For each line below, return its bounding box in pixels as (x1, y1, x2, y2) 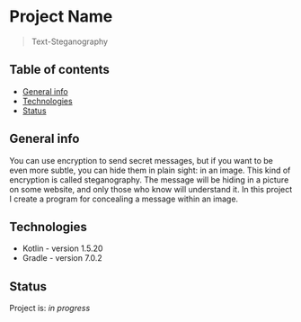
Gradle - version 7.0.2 (22, 253, 103, 264)
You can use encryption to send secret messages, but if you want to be (9, 155, 274, 165)
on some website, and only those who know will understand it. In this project (9, 183, 293, 194)
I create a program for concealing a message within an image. (9, 193, 239, 204)
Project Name (9, 6, 113, 27)
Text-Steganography (31, 36, 109, 47)
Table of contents (9, 62, 110, 77)
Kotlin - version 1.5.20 (22, 243, 103, 254)
